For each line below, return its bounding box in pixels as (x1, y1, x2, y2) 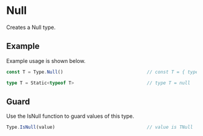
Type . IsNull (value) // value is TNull (6, 125, 193, 131)
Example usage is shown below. (6, 57, 86, 64)
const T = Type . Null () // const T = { (6, 69, 185, 75)
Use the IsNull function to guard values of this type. (6, 112, 135, 120)
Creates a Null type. (6, 24, 56, 31)
